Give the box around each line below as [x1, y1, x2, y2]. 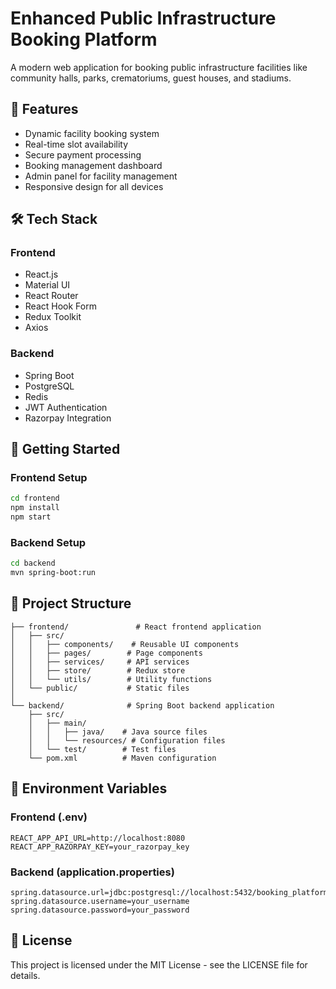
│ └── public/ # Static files [10, 683, 190, 693]
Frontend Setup [10, 471, 88, 485]
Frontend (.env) [10, 810, 88, 824]
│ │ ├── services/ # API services [10, 657, 190, 667]
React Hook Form [24, 300, 97, 312]
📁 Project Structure [10, 595, 132, 612]
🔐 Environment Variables [10, 780, 168, 797]
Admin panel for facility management [24, 170, 178, 182]
